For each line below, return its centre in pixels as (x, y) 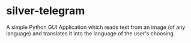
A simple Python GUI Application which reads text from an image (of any (96, 27)
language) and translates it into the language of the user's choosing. (91, 33)
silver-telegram (46, 11)
